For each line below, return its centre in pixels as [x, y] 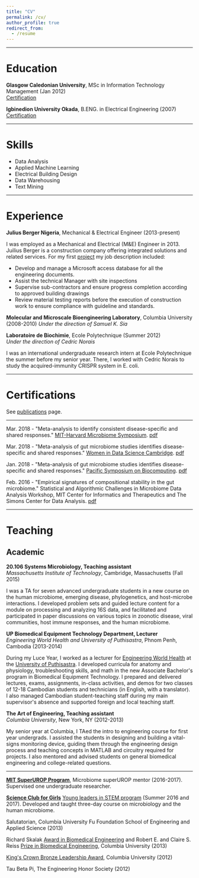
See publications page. [34, 411]
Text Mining [29, 187]
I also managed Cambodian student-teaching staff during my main [87, 695]
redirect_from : [25, 28]
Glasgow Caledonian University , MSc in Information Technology [85, 85]
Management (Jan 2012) [36, 91]
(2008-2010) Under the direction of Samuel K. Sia [67, 323]
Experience [35, 216]
